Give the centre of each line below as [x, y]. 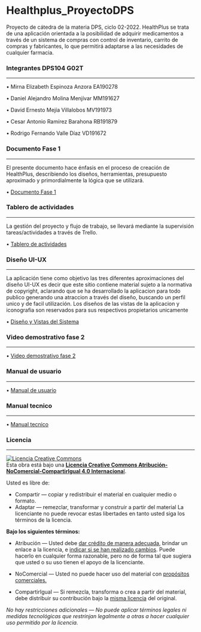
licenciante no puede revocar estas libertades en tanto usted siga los [100, 514]
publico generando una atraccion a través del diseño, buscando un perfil [96, 297]
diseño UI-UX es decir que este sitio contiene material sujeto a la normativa [99, 285]
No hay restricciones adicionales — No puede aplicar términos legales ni [96, 610]
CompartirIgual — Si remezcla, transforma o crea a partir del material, [100, 592]
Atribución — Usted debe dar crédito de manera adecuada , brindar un [101, 543]
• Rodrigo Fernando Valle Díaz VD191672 [56, 133]
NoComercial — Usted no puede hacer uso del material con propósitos [102, 574]
